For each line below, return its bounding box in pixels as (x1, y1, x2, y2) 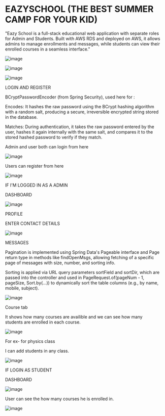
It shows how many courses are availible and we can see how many (5, 314, 143, 320)
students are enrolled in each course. (5, 319, 81, 325)
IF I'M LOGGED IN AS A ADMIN (5, 182, 68, 188)
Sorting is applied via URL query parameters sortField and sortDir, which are (5, 269, 160, 275)
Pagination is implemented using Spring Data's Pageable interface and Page (5, 249, 160, 255)
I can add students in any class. (5, 348, 69, 354)
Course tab (5, 304, 28, 310)
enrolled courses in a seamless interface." (5, 46, 90, 52)
